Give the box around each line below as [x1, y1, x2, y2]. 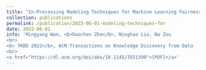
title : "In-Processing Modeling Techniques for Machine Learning [6, 9, 177, 15]
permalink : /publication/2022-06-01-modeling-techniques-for [6, 20, 166, 26]
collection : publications [6, 15, 72, 21]
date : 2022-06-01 [6, 26, 51, 32]
